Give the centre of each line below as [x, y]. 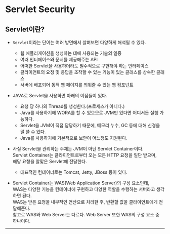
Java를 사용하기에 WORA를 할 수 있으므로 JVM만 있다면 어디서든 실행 [89, 113]
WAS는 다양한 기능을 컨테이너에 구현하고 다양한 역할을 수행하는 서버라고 [84, 189]
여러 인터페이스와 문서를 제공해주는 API [59, 60]
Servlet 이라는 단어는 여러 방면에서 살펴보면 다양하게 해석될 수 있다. [79, 42]
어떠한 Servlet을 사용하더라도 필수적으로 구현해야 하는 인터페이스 [84, 66]
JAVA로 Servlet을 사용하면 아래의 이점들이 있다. [60, 95]
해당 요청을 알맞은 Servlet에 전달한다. [50, 161]
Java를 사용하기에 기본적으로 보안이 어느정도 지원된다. [74, 138]
